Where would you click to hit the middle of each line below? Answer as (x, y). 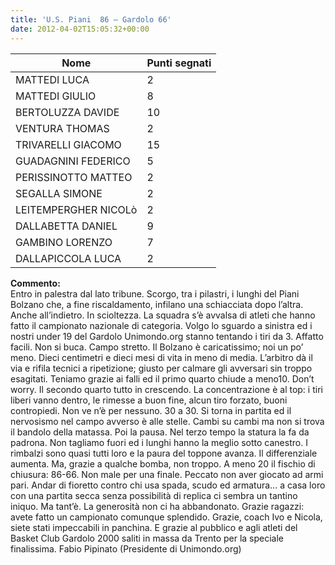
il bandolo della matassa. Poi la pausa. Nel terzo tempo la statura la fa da (160, 432)
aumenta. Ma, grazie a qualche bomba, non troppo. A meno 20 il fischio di (163, 463)
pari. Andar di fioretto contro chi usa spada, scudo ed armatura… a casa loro (168, 485)
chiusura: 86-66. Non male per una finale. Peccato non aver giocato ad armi (167, 474)
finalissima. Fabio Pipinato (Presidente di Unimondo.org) (126, 548)
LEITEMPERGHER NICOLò (76, 209)
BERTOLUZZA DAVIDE (67, 112)
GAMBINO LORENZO (64, 242)
